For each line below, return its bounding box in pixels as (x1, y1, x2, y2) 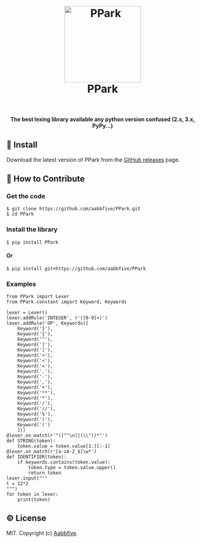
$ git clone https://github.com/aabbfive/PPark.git (6, 206, 141, 212)
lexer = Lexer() (6, 310, 48, 316)
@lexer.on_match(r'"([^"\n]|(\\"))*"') (6, 432, 108, 439)
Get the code (6, 192, 46, 200)
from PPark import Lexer (6, 294, 70, 300)
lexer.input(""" (6, 475, 48, 481)
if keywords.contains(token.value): (17, 459, 111, 465)
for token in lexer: (6, 491, 59, 498)
